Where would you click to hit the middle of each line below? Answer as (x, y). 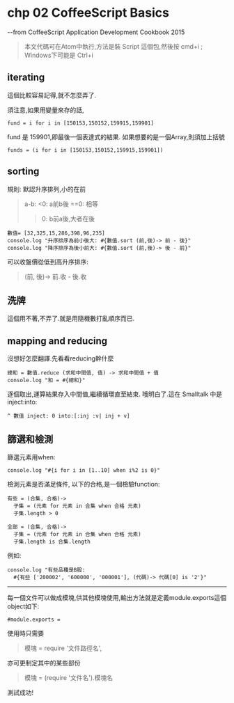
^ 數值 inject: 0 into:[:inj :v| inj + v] (69, 416)
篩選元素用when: (31, 457)
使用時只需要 (25, 633)
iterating (26, 78)
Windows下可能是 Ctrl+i (59, 55)
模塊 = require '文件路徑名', (63, 648)
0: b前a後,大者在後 (68, 219)
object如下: (23, 606)
